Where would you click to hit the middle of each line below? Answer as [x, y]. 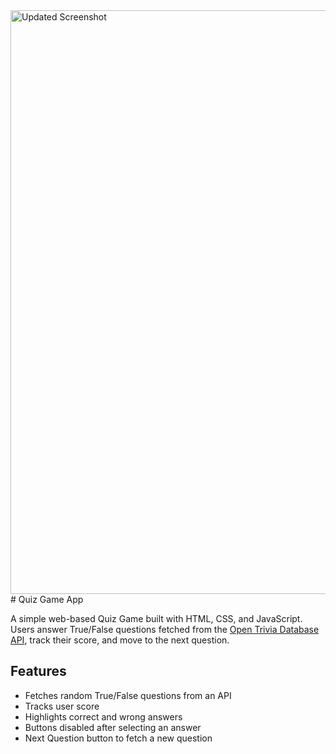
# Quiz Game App [47, 599]
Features [38, 671]
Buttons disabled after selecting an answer [113, 727]
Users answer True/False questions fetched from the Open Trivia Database [165, 629]
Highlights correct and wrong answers [103, 716]
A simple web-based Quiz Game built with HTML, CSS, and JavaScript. [156, 618]
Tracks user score [62, 706]
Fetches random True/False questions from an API [128, 695]
